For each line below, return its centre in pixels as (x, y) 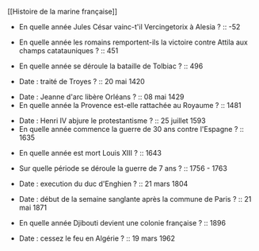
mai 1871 (33, 207)
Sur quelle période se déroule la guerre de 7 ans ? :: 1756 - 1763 (123, 168)
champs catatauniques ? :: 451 (69, 50)
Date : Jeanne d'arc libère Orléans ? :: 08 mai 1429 (101, 97)
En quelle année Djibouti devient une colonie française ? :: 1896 (122, 223)
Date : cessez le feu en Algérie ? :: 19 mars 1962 (97, 238)
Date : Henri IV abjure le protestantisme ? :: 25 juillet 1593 (112, 121)
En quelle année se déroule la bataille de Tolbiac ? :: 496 (111, 66)
